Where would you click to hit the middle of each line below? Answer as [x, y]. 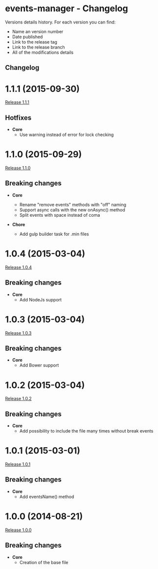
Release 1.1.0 [18, 168]
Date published [27, 37]
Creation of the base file [44, 562]
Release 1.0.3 [18, 333]
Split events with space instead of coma [60, 215]
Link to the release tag [35, 42]
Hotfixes [18, 118]
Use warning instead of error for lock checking [67, 135]
